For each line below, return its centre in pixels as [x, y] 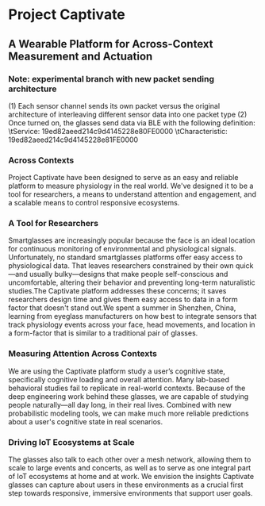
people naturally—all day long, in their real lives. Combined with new [120, 404]
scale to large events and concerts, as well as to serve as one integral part [130, 468]
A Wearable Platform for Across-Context [111, 44]
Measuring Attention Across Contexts [83, 354]
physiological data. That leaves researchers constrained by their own [121, 266]
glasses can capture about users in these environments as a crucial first [126, 485]
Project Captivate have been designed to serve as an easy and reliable [123, 178]
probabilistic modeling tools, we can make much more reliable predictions [129, 413]
